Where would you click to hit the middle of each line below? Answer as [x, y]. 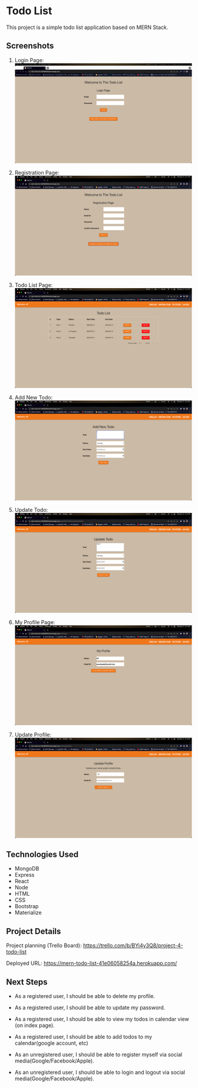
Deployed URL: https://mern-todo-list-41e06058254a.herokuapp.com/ [92, 963]
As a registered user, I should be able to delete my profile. [85, 996]
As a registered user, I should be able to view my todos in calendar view [102, 1019]
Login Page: [29, 60]
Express [24, 875]
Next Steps [27, 982]
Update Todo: [31, 510]
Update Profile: [33, 735]
